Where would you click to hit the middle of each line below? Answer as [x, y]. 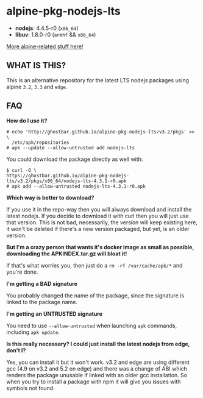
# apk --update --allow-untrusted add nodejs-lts [71, 147]
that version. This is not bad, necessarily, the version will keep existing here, [102, 222]
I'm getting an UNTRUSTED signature [54, 314]
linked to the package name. [42, 302]
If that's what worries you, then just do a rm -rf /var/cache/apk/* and [94, 265]
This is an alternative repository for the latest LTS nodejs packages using [98, 80]
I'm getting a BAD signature [42, 283]
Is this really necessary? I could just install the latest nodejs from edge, [98, 344]
